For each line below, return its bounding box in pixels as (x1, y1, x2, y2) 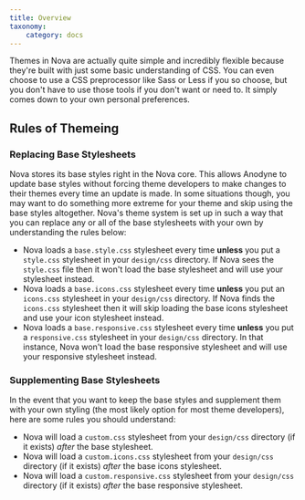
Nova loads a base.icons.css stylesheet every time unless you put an (22, 284, 286, 295)
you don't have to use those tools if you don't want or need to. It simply (9, 84, 278, 96)
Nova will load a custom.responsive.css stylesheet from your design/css (22, 471, 295, 482)
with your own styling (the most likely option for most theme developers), (9, 404, 285, 415)
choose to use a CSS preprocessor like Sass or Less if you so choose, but (9, 75, 288, 86)
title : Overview (9, 13, 71, 23)
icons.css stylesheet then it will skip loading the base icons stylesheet (22, 303, 289, 314)
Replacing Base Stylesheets (9, 148, 137, 161)
